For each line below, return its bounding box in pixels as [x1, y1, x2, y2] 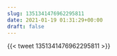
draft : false [7, 23, 45, 30]
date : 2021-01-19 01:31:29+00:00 [7, 17, 103, 24]
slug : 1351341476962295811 [7, 10, 85, 17]
